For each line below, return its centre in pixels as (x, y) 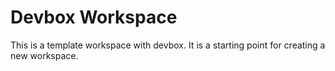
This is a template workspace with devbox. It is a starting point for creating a (168, 45)
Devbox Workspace (94, 17)
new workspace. (44, 55)
